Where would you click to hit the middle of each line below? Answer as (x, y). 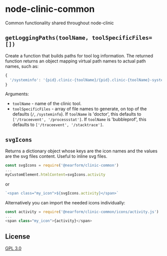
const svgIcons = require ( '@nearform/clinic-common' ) (62, 165)
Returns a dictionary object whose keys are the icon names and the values (81, 151)
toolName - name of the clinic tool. (47, 104)
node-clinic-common (50, 9)
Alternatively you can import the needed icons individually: (65, 202)
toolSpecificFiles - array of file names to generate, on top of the (80, 109)
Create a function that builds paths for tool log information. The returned (79, 56)
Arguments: (17, 94)
